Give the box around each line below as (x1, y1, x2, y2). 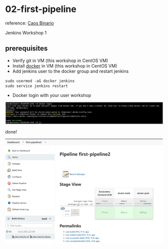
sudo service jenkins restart (5, 83, 68, 88)
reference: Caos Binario (5, 20, 54, 26)
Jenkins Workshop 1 (5, 29, 47, 35)
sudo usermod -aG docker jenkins (5, 78, 75, 83)
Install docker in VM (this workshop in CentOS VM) (12, 62, 117, 68)
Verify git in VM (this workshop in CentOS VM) (12, 57, 108, 63)
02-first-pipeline (5, 3, 76, 15)
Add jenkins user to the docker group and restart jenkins (12, 68, 129, 74)
